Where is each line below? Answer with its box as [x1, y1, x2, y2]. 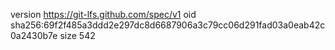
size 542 [59, 30, 96, 41]
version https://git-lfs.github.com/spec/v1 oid [10, 9, 197, 20]
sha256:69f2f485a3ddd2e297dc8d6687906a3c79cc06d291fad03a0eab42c [10, 19, 326, 31]
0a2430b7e [10, 30, 58, 41]
